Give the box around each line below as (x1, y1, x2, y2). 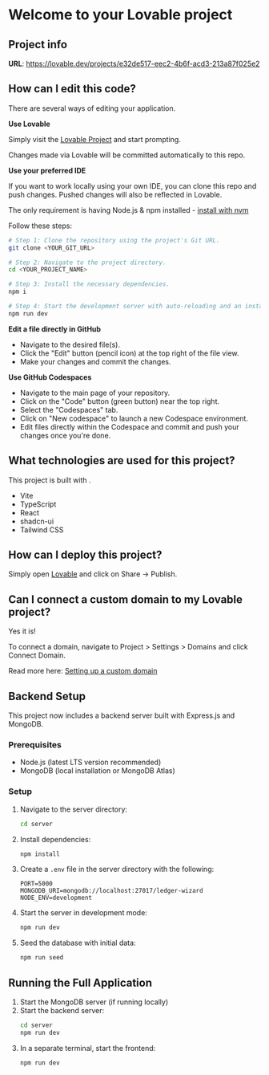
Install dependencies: (19, 834, 91, 844)
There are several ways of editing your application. (8, 103, 176, 113)
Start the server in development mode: (19, 908, 148, 918)
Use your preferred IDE (8, 165, 86, 175)
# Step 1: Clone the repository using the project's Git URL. (8, 236, 220, 244)
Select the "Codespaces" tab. (19, 405, 118, 414)
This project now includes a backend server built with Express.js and (8, 711, 235, 720)
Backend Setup (8, 689, 86, 703)
